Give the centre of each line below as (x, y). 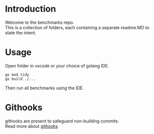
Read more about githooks (32, 126)
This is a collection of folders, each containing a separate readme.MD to (77, 27)
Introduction (31, 9)
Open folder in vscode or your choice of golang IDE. (57, 66)
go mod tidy (17, 75)
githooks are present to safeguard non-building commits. (62, 121)
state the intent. (21, 33)
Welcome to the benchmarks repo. (40, 22)
